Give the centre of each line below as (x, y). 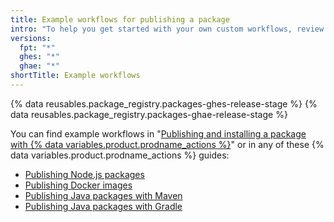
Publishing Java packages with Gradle (103, 206)
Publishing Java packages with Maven (103, 195)
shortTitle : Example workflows (75, 76)
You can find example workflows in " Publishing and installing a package (158, 133)
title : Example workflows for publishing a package (120, 19)
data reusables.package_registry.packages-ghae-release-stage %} (149, 114)
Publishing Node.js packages (84, 174)
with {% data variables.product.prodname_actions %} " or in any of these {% (167, 144)
